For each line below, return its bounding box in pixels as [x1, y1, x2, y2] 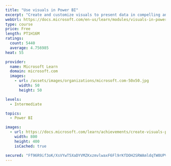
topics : [5, 110, 22, 116]
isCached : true [14, 144, 47, 149]
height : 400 [14, 139, 40, 144]
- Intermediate [10, 101, 42, 107]
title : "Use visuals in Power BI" [5, 7, 79, 13]
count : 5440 [10, 41, 36, 46]
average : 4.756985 [10, 45, 49, 50]
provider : [5, 59, 26, 64]
